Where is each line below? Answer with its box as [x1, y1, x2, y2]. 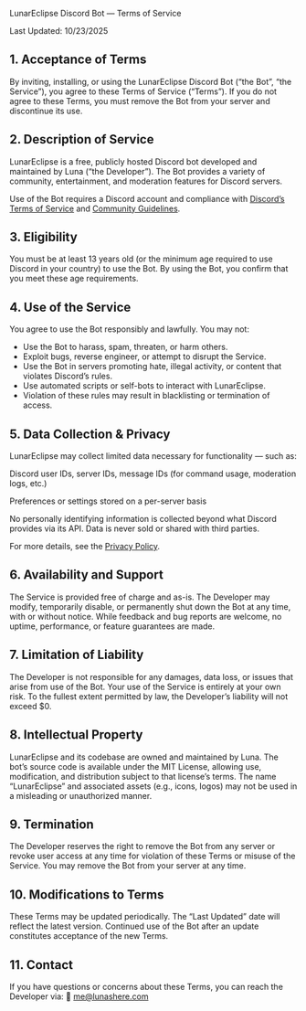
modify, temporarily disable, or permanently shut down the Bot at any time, [9, 601, 291, 612]
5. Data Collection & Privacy [9, 426, 171, 442]
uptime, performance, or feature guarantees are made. [9, 621, 216, 632]
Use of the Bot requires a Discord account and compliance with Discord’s [9, 193, 285, 204]
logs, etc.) [9, 478, 47, 489]
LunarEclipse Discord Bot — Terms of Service [9, 8, 182, 18]
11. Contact [9, 957, 73, 973]
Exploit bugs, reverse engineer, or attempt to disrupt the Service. [22, 351, 267, 362]
